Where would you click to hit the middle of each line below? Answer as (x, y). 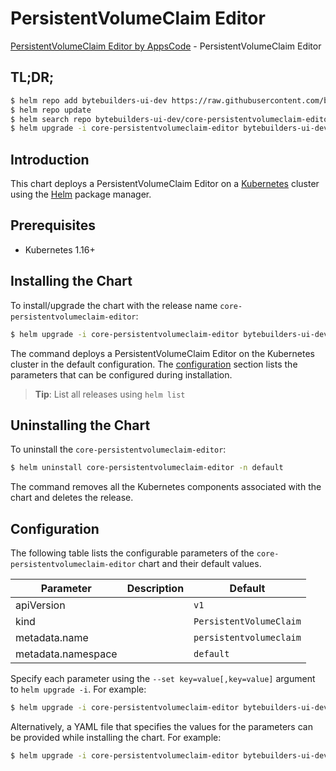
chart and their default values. (200, 564)
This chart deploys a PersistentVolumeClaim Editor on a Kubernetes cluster (165, 184)
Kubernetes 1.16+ (60, 249)
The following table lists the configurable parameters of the (132, 553)
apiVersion (40, 605)
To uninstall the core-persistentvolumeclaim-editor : (118, 449)
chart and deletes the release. (72, 498)
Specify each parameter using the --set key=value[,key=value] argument (163, 679)
